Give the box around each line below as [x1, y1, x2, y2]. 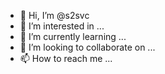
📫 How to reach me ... [19, 53, 113, 64]
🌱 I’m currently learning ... [19, 31, 127, 42]
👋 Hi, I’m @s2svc [19, 10, 90, 21]
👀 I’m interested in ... [19, 20, 105, 32]
